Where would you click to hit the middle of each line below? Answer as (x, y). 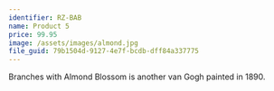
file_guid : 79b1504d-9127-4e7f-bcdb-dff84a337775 (104, 51)
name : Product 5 (39, 26)
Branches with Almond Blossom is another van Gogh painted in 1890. (137, 77)
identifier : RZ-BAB (45, 18)
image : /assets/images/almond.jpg (74, 43)
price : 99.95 (33, 34)
